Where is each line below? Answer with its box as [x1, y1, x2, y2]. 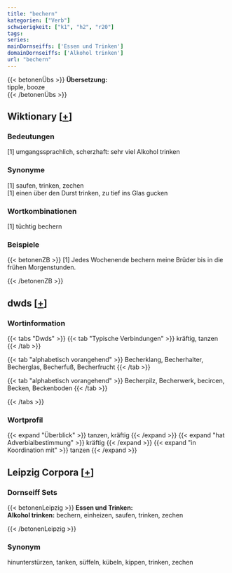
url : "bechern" [7, 56, 52, 63]
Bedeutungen [7, 131, 55, 141]
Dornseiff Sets [7, 487, 57, 497]
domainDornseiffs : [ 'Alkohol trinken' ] [7, 50, 124, 57]
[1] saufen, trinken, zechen [7, 181, 84, 190]
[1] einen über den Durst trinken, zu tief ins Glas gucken [7, 188, 168, 197]
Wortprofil [7, 415, 43, 425]
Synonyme [7, 165, 46, 175]
